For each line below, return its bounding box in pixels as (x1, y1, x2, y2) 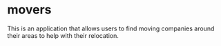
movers (7, 2, 52, 18)
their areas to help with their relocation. (7, 31, 119, 39)
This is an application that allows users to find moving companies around (7, 24, 215, 32)
